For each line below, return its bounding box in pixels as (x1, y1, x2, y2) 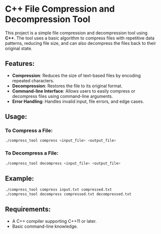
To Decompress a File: (5, 150, 59, 156)
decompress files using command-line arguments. (12, 93, 113, 99)
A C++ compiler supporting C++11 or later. (12, 218, 97, 224)
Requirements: (5, 205, 51, 214)
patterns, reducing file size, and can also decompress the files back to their (5, 40, 157, 46)
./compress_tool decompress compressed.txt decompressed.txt (5, 192, 132, 197)
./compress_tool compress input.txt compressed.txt (5, 187, 112, 192)
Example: (5, 174, 34, 182)
